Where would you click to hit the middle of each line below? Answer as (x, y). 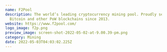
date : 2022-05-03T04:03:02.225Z (39, 42)
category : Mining (23, 38)
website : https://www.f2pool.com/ (41, 24)
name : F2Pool (19, 10)
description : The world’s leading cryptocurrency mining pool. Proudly (81, 14)
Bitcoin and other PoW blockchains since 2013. (60, 19)
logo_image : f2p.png (27, 28)
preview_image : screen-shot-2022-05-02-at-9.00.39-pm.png (66, 33)
